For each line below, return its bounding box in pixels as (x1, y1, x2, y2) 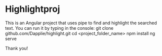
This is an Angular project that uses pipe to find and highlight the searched (5, 20, 157, 26)
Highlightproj (5, 3, 60, 15)
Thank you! (5, 45, 28, 51)
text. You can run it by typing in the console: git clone (5, 25, 114, 31)
